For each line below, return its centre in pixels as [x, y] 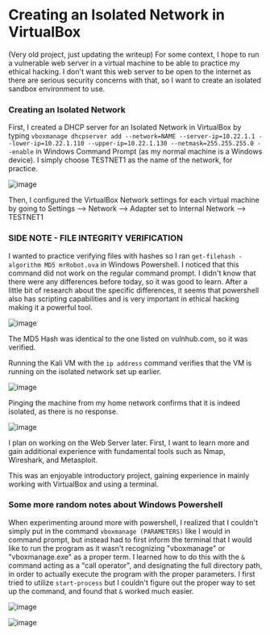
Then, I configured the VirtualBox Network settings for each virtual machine [134, 200]
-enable [21, 152]
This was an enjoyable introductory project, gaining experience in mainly [129, 475]
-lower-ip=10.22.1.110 [46, 144]
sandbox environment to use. [57, 88]
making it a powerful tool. [50, 307]
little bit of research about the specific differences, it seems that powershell [134, 290]
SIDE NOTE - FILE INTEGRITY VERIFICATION [96, 238]
